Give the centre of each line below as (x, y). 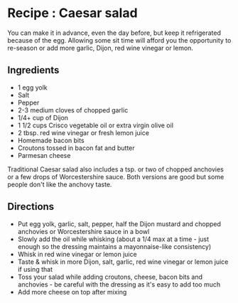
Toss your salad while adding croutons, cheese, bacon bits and (110, 277)
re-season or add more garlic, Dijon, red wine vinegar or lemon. (101, 48)
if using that (35, 269)
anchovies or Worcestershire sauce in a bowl (83, 231)
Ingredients (33, 70)
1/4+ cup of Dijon (43, 117)
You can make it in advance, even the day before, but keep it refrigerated (114, 33)
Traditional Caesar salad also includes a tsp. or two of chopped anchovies (115, 169)
